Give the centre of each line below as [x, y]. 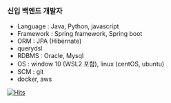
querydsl [30, 48]
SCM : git [30, 72]
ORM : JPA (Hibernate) [49, 41]
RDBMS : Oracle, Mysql [50, 56]
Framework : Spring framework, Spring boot [80, 34]
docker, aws [34, 79]
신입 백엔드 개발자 [35, 10]
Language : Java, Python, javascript [68, 26]
